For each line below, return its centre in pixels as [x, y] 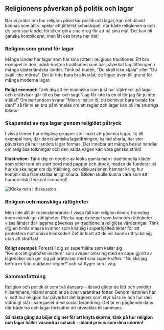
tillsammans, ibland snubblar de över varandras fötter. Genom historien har [81, 292]
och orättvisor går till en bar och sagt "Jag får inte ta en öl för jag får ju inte [80, 95]
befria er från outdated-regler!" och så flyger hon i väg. [61, 263]
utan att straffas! [22, 238]
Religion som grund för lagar [40, 48]
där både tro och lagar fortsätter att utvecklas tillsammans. [64, 308]
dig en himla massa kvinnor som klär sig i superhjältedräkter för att [72, 228]
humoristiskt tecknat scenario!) [36, 180]
